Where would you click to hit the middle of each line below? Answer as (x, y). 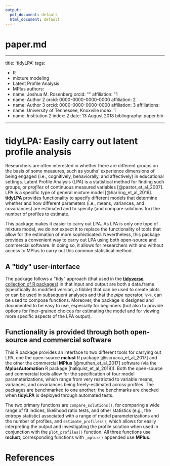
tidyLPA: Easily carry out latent (72, 141)
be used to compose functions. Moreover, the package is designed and (80, 300)
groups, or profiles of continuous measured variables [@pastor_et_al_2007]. (84, 187)
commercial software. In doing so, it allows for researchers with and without (84, 245)
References (30, 458)
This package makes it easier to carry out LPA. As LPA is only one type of (82, 224)
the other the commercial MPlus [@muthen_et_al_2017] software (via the (81, 363)
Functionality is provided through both (67, 332)
